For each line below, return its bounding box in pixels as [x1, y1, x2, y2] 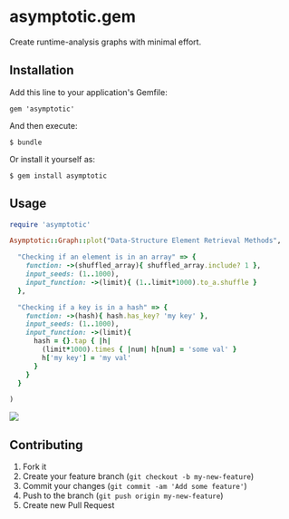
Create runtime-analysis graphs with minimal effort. [9, 36, 202, 47]
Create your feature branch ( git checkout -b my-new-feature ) [22, 471, 255, 482]
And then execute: [9, 120, 78, 131]
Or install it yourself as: [9, 153, 95, 164]
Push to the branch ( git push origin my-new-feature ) [22, 490, 224, 501]
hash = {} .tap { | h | [33, 337, 111, 346]
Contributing [9, 437, 83, 453]
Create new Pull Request [22, 500, 115, 511]
